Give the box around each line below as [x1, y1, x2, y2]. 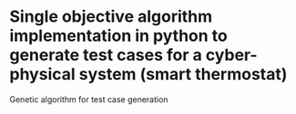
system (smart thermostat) [78, 64, 288, 85]
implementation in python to [9, 25, 228, 46]
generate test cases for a [9, 45, 202, 65]
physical [9, 64, 76, 85]
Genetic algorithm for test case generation [9, 93, 168, 105]
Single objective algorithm [9, 6, 213, 27]
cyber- [205, 45, 258, 65]
